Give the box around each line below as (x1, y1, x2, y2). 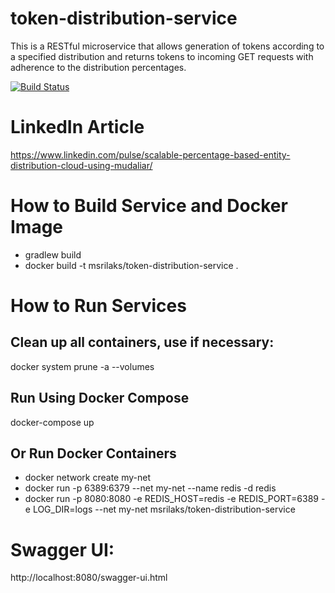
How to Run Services (10, 295, 187, 317)
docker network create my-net (24, 472, 151, 484)
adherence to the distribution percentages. (10, 61, 187, 73)
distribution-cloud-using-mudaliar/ (10, 159, 153, 171)
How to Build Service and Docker (10, 195, 288, 217)
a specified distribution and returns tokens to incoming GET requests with (10, 50, 314, 62)
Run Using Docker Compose (10, 390, 190, 407)
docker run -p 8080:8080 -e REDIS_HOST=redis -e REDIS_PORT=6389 (24, 493, 319, 505)
